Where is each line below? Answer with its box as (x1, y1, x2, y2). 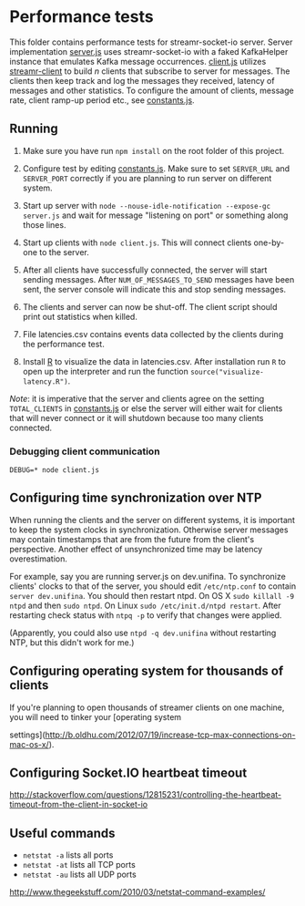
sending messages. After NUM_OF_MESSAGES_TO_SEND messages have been (22, 273, 295, 284)
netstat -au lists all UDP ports (22, 869, 137, 880)
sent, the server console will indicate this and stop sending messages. (22, 283, 287, 294)
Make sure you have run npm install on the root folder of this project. (22, 145, 285, 156)
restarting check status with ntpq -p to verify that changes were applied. (9, 609, 282, 621)
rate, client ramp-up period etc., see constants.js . (9, 94, 195, 106)
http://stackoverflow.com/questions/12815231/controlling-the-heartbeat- (9, 789, 282, 800)
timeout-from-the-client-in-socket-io (9, 799, 148, 810)
